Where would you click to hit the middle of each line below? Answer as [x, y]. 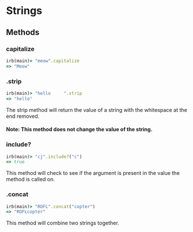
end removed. [23, 116]
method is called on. [31, 180]
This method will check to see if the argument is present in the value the [93, 173]
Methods [23, 32]
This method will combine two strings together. [63, 223]
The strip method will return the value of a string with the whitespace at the [97, 110]
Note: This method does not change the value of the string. [80, 129]
